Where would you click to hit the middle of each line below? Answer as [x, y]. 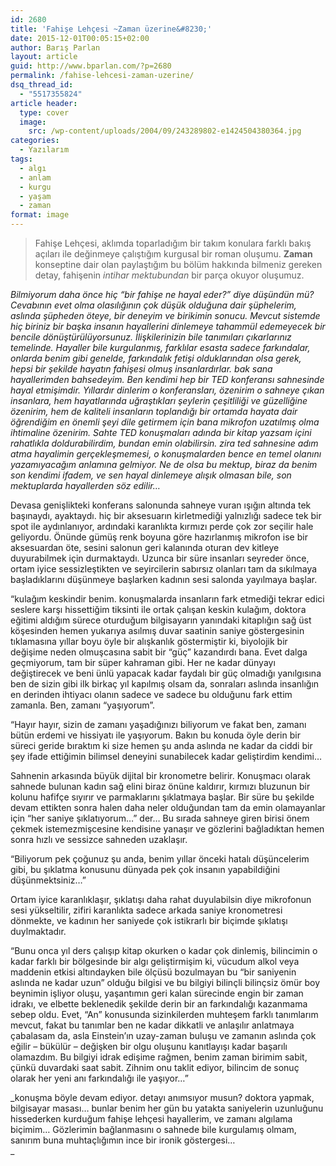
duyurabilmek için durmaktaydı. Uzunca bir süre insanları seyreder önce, [160, 558]
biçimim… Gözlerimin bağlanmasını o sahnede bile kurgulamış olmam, [153, 1129]
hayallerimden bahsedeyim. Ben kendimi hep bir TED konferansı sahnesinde [167, 379]
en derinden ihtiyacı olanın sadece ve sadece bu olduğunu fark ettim [151, 694]
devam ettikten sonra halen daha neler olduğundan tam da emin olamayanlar [168, 807]
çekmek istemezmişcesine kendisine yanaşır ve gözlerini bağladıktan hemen [167, 829]
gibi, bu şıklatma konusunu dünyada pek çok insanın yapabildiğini [145, 869]
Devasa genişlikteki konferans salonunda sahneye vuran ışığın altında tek [161, 505]
